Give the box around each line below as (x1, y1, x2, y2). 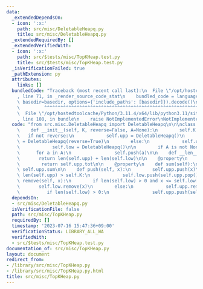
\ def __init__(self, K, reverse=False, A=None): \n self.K (17, 127, 196, 133)
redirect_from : (6, 257, 45, 263)
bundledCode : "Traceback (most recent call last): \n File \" (11, 88, 172, 94)
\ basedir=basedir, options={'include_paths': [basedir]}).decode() (17, 99, 193, 105)
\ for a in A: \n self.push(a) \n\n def (17, 150, 177, 156)
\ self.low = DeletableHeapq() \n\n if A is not (17, 144, 188, 150)
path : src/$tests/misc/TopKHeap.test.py (17, 54, 120, 60)
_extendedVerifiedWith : (11, 43, 71, 49)
